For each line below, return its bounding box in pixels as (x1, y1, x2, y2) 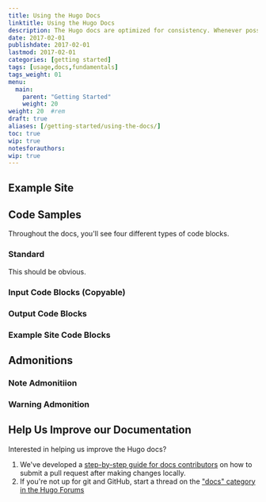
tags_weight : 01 (8, 71, 62, 79)
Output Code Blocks (8, 308, 87, 319)
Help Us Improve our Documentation (8, 423, 192, 437)
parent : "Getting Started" (22, 93, 112, 101)
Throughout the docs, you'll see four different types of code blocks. (8, 229, 230, 239)
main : (15, 85, 34, 94)
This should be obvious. (8, 266, 86, 276)
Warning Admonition (8, 398, 89, 409)
